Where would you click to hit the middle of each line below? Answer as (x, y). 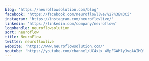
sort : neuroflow (22, 32)
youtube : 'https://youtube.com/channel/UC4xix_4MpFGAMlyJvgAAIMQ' (75, 51)
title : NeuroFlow (23, 37)
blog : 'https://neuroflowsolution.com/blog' (52, 10)
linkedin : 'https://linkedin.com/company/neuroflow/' (62, 23)
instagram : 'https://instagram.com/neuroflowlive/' (59, 19)
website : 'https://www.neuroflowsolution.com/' (55, 46)
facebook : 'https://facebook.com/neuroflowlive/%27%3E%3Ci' (69, 14)
